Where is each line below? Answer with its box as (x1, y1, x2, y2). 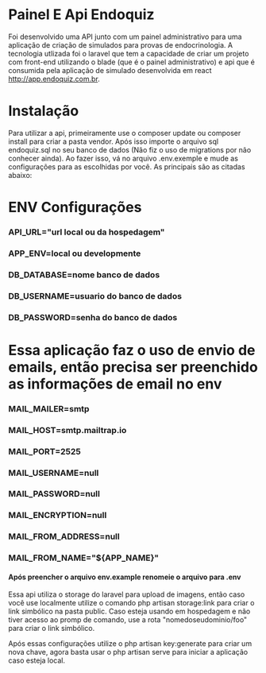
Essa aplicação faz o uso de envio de (8, 341, 256, 359)
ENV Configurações (8, 199, 142, 216)
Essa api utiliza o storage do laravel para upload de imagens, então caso (8, 590, 245, 599)
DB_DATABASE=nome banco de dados (8, 269, 160, 280)
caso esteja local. (8, 656, 66, 665)
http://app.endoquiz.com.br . (8, 74, 101, 83)
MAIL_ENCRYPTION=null (8, 510, 107, 521)
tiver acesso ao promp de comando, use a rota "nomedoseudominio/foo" (8, 615, 248, 625)
